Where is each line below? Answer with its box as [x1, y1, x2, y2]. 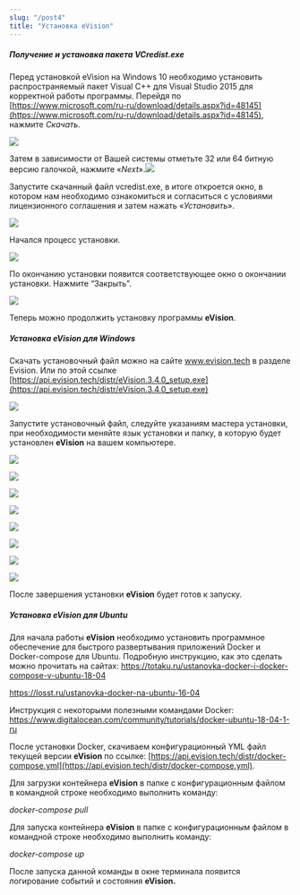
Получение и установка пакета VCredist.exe [9, 49, 185, 60]
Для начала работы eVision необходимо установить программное [9, 633, 266, 643]
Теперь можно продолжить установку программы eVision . [9, 313, 236, 323]
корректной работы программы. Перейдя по [9, 90, 182, 101]
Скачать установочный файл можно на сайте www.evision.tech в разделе [9, 356, 291, 366]
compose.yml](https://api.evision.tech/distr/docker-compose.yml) [9, 761, 253, 771]
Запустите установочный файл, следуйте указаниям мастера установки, [9, 418, 288, 429]
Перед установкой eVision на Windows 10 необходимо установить [9, 72, 262, 82]
